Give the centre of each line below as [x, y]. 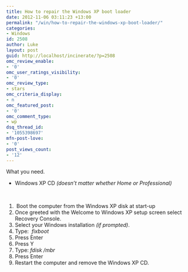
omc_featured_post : [30, 105]
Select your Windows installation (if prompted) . [72, 225]
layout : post [22, 50]
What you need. [26, 172]
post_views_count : [29, 149]
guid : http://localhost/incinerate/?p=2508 [61, 56]
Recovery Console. [38, 219]
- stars [16, 89]
